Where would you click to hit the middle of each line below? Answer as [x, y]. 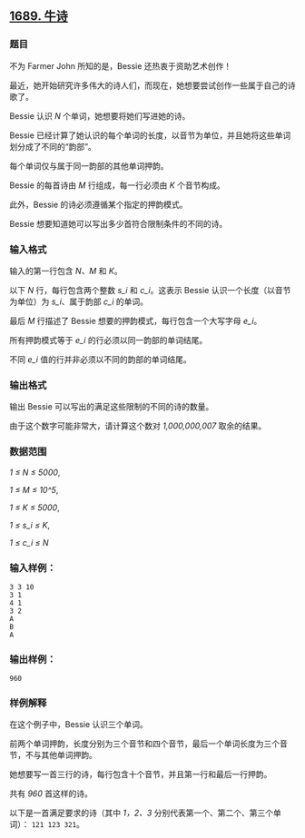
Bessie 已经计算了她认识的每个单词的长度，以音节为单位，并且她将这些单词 [150, 135]
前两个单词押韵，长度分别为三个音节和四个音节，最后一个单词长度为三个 [144, 744]
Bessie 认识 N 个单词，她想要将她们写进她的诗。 [100, 115]
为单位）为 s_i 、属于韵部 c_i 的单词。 [79, 301]
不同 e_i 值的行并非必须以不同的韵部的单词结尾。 [101, 359]
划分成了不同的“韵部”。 [53, 146]
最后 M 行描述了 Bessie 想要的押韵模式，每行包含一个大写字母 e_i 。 [136, 320]
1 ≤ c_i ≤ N [29, 542]
